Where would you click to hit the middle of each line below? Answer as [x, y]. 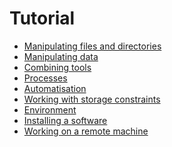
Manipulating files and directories [92, 46]
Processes [45, 78]
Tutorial [42, 18]
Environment [50, 109]
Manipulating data [61, 56]
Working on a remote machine [86, 131]
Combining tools [57, 67]
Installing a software [65, 120]
